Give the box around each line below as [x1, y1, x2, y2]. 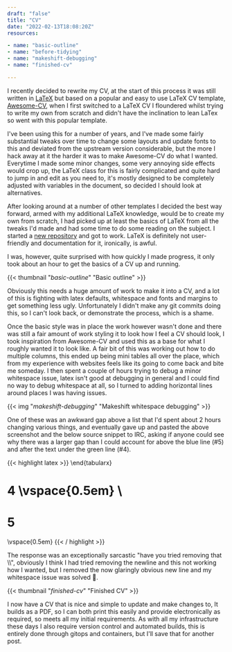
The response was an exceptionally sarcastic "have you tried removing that [7, 551, 222, 559]
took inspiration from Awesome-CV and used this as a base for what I [7, 337, 206, 345]
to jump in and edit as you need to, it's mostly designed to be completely [7, 174, 215, 182]
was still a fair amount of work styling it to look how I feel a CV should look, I [7, 329, 225, 337]
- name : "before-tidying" [7, 49, 82, 56]
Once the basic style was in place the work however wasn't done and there [7, 322, 222, 331]
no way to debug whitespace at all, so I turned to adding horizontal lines [7, 381, 213, 390]
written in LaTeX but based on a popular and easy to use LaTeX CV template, [7, 94, 226, 102]
